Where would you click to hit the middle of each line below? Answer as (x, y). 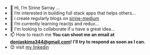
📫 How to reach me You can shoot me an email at (62, 34)
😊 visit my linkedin (29, 47)
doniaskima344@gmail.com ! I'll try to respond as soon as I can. (78, 42)
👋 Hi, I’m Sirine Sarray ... (35, 8)
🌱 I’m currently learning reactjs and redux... (54, 23)
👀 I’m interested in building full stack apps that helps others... (73, 13)
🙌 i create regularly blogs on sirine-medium (54, 18)
